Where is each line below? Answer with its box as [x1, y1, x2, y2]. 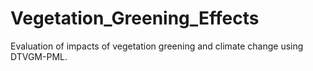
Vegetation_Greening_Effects [10, 7, 260, 30]
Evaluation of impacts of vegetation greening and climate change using [10, 40, 304, 52]
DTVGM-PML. [10, 50, 68, 62]
